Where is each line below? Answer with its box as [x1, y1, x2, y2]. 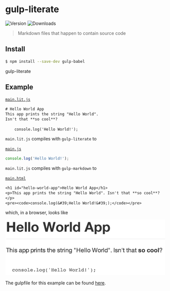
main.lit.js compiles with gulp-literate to [5, 136, 97, 142]
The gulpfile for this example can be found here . [5, 280, 106, 286]
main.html [5, 176, 26, 181]
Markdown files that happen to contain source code [17, 30, 126, 36]
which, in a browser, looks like [5, 209, 69, 216]
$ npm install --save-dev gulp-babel [5, 59, 85, 64]
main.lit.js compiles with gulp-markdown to [5, 165, 97, 171]
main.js [5, 147, 22, 152]
